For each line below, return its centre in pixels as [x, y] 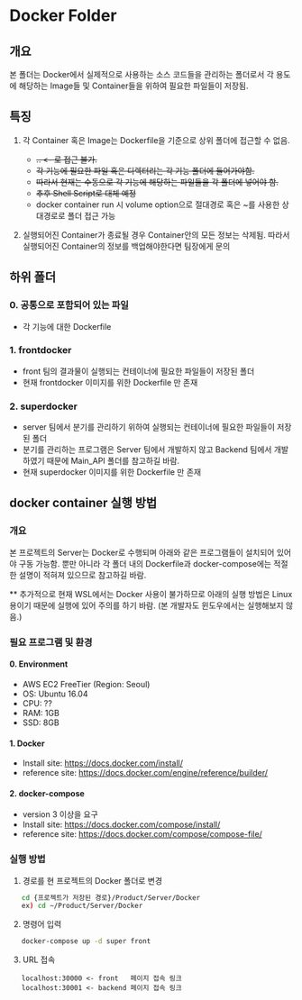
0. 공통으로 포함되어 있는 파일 [69, 305]
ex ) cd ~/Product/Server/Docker [82, 906]
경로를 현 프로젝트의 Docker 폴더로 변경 [92, 880]
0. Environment [39, 664]
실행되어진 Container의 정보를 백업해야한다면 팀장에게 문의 [126, 246]
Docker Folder [63, 16]
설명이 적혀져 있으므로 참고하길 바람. [82, 575]
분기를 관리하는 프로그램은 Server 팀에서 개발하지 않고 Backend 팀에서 [147, 450]
